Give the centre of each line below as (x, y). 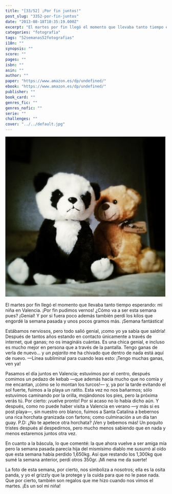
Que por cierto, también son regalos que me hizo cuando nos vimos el (79, 480)
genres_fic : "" (21, 102)
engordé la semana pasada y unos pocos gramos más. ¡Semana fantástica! (84, 321)
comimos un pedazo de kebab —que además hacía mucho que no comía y (84, 379)
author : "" (17, 76)
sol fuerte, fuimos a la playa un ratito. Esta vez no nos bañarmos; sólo (79, 390)
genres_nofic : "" (24, 108)
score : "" (16, 54)
